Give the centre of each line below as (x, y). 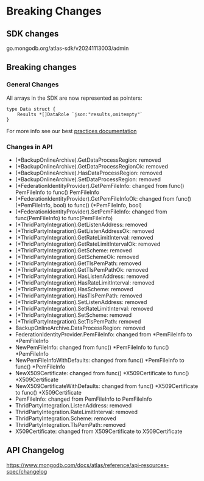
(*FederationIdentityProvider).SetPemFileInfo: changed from (91, 212)
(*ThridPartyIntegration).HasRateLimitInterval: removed (85, 282)
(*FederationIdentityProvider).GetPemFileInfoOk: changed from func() (103, 198)
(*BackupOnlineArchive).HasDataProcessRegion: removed (89, 173)
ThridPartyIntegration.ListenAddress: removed (73, 405)
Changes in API (30, 147)
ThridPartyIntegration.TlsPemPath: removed (70, 424)
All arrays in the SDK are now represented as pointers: (74, 98)
